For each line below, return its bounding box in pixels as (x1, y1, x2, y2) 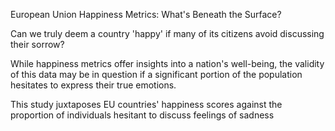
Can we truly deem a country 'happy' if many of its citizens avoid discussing (10, 28, 325, 39)
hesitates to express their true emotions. (10, 79, 177, 91)
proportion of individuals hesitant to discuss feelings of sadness (10, 109, 275, 121)
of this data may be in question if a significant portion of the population (10, 69, 303, 80)
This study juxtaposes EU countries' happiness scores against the (10, 99, 283, 110)
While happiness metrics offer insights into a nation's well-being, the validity (10, 58, 325, 69)
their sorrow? (10, 39, 65, 50)
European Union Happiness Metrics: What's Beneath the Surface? (10, 9, 282, 20)
